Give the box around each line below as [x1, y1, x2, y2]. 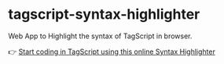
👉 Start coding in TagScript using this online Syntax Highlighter [8, 47, 216, 56]
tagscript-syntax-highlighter [8, 5, 200, 23]
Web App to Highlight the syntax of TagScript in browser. [8, 31, 193, 41]
